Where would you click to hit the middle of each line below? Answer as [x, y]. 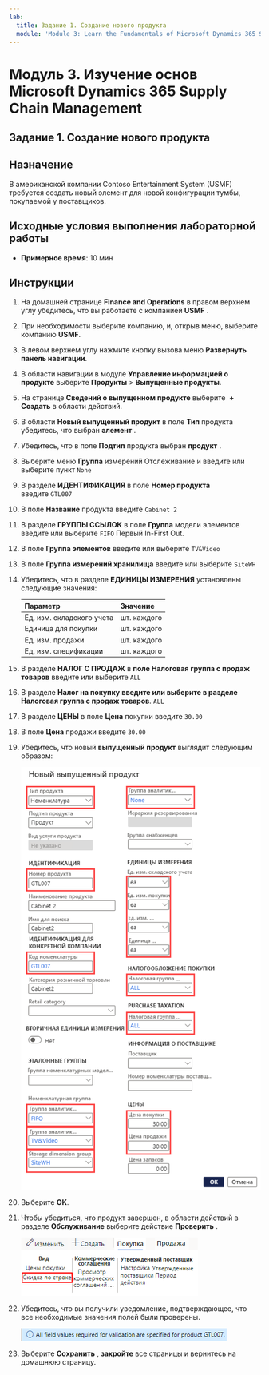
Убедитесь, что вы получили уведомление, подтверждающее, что [134, 1309]
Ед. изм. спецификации [64, 650]
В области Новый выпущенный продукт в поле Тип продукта [127, 422]
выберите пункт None [56, 470]
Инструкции [42, 282]
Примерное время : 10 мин [67, 258]
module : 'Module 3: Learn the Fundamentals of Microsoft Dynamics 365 [136, 34]
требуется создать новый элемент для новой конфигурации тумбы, [125, 193]
